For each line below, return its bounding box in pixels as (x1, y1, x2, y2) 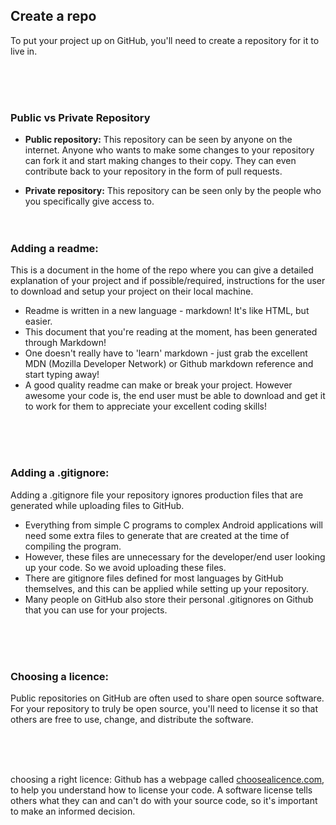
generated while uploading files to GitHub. (10, 499, 185, 511)
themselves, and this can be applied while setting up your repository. (24, 582, 310, 594)
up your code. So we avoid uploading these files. (24, 561, 227, 573)
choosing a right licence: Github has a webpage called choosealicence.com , (10, 774, 325, 785)
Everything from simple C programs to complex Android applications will (24, 519, 324, 531)
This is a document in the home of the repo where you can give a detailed (10, 264, 314, 276)
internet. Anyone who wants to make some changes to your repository (24, 144, 315, 156)
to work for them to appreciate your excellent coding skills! (24, 400, 268, 413)
